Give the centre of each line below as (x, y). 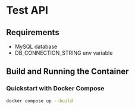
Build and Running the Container (67, 72)
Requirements (33, 32)
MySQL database (36, 46)
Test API (27, 10)
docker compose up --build (40, 101)
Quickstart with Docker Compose (55, 89)
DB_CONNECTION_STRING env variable (64, 53)
